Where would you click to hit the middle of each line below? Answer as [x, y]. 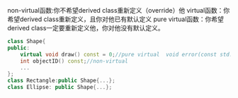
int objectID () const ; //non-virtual [74, 61]
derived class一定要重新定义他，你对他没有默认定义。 [86, 28]
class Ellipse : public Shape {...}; [60, 87]
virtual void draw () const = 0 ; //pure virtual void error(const [119, 54]
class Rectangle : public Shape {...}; [61, 81]
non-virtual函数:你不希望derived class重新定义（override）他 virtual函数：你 [119, 10]
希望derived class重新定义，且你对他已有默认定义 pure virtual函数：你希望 [116, 19]
